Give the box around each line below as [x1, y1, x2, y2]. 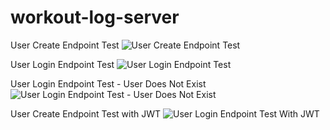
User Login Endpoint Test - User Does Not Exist [10, 77, 207, 90]
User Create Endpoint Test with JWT [10, 107, 162, 120]
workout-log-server [10, 6, 180, 29]
